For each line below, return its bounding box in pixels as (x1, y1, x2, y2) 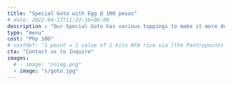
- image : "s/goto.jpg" (13, 67, 79, 74)
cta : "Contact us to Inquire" (7, 49, 95, 56)
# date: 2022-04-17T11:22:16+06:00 (7, 16, 110, 23)
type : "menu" (7, 29, 45, 36)
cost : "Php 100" (7, 36, 54, 42)
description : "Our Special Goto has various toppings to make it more (7, 23, 217, 29)
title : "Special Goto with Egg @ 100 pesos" (7, 10, 137, 17)
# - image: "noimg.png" (13, 61, 81, 68)
